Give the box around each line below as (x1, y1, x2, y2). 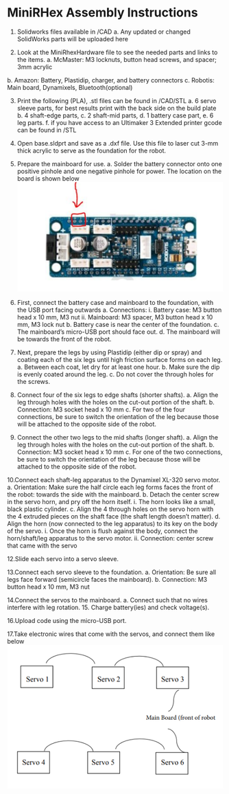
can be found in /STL (16, 126, 77, 134)
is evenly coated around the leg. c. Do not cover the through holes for (16, 370, 214, 378)
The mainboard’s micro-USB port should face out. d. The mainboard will (16, 328, 221, 336)
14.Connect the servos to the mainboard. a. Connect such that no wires (7, 596, 208, 604)
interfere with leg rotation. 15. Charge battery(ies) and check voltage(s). (7, 603, 210, 612)
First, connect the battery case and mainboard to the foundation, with (16, 299, 214, 307)
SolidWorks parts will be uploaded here (16, 34, 129, 43)
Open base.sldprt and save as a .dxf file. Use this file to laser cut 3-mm (16, 139, 219, 147)
